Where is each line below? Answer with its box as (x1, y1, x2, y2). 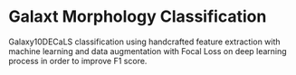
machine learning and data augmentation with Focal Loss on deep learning (8, 45, 287, 56)
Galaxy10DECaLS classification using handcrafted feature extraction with (8, 36, 282, 47)
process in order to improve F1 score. (8, 55, 148, 66)
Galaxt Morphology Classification (8, 6, 267, 27)
